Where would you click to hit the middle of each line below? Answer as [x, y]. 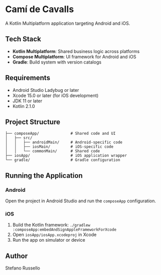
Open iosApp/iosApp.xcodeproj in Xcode [54, 235]
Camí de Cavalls [39, 9]
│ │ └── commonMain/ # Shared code [53, 151]
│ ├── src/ [19, 138]
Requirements [28, 78]
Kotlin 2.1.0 [24, 106]
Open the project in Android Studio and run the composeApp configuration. [81, 201]
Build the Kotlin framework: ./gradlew [51, 225]
